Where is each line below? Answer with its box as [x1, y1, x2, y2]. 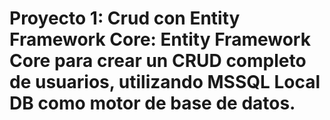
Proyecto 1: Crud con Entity [9, 7, 241, 30]
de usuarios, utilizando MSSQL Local [9, 71, 321, 94]
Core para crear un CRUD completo [9, 50, 307, 72]
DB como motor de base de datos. [9, 92, 296, 115]
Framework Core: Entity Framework [9, 28, 311, 51]
